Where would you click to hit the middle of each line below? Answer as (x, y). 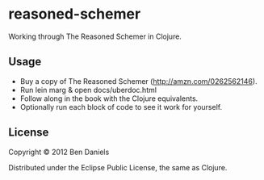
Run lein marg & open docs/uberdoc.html (88, 90)
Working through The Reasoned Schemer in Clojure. (95, 36)
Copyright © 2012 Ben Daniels (59, 152)
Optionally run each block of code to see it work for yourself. (121, 107)
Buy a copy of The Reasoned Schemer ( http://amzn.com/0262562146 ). (138, 81)
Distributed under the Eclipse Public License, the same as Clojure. (118, 167)
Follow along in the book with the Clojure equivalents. (109, 98)
